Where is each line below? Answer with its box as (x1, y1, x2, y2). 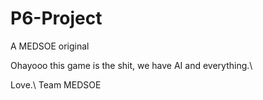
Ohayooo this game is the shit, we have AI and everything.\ (10, 59, 253, 71)
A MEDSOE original (10, 40, 90, 52)
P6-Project (10, 7, 103, 30)
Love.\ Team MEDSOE (10, 78, 102, 91)
